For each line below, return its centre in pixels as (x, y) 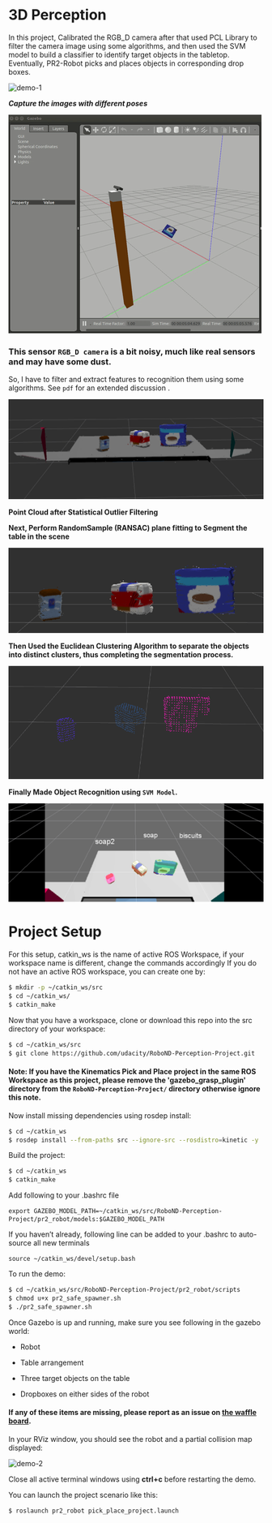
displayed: (25, 1448)
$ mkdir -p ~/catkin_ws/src (56, 987)
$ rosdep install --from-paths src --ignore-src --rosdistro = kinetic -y (134, 1140)
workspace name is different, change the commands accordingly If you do (133, 963)
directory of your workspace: (57, 1029)
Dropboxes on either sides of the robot (85, 1394)
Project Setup (55, 932)
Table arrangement (52, 1362)
